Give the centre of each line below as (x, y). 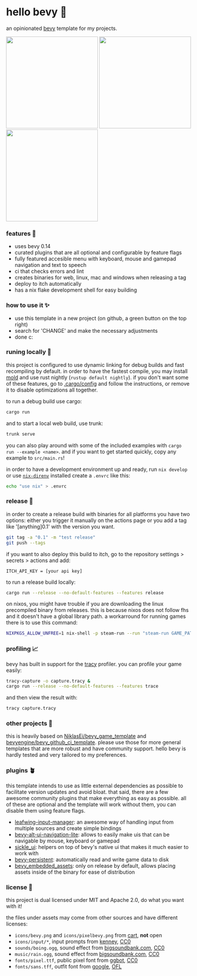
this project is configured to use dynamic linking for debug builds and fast (95, 365)
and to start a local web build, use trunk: (55, 423)
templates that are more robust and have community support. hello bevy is (96, 748)
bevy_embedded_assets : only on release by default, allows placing (95, 865)
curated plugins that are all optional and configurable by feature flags (98, 253)
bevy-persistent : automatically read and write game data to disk (91, 859)
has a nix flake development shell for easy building (76, 290)
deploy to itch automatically (48, 284)
